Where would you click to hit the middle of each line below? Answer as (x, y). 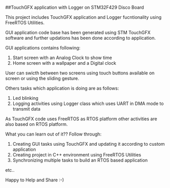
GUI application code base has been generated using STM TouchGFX (78, 32)
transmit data (26, 109)
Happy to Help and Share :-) (35, 180)
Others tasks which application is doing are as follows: (62, 88)
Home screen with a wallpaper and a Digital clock (64, 63)
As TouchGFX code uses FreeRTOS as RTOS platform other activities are (81, 119)
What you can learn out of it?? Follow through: (53, 134)
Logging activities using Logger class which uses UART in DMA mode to (88, 103)
